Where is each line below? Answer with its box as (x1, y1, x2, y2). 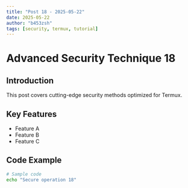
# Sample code (6, 171, 42, 177)
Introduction (6, 75, 54, 86)
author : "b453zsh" (6, 20, 52, 26)
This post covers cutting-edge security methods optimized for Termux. (6, 92, 183, 99)
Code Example (6, 155, 62, 166)
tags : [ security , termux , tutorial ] (6, 25, 98, 32)
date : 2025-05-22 (6, 14, 50, 20)
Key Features (6, 109, 57, 119)
